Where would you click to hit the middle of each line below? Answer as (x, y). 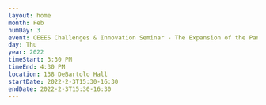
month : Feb (26, 23)
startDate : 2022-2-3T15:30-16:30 (63, 81)
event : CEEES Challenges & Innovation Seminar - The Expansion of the (127, 37)
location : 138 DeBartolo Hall (58, 74)
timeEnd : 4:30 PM (37, 67)
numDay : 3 (25, 30)
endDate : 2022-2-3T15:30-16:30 (60, 89)
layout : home (30, 15)
